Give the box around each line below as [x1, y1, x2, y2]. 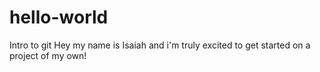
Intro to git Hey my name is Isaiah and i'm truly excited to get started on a [9, 39, 311, 51]
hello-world [9, 6, 109, 29]
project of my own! [9, 49, 87, 61]
